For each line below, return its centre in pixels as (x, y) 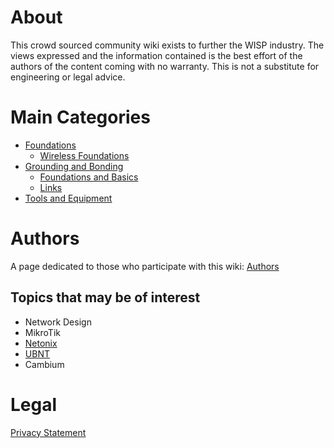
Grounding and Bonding (74, 166)
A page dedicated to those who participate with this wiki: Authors (145, 266)
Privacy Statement (48, 432)
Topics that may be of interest (105, 297)
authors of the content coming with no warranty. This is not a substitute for (165, 66)
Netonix (41, 343)
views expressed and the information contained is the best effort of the (156, 55)
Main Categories (80, 117)
